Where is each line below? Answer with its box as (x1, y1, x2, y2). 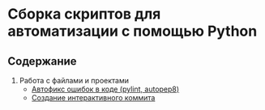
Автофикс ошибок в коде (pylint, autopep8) (31, 84, 180, 94)
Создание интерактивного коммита (31, 93, 156, 102)
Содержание (7, 54, 78, 68)
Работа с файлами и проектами (19, 76, 129, 85)
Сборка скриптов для (7, 5, 161, 23)
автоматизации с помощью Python (7, 22, 258, 40)
